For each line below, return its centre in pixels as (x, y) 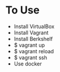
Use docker (28, 64)
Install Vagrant (31, 32)
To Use (23, 10)
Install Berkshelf (33, 39)
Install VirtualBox (34, 26)
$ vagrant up (29, 45)
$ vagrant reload (34, 51)
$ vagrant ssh (30, 57)
